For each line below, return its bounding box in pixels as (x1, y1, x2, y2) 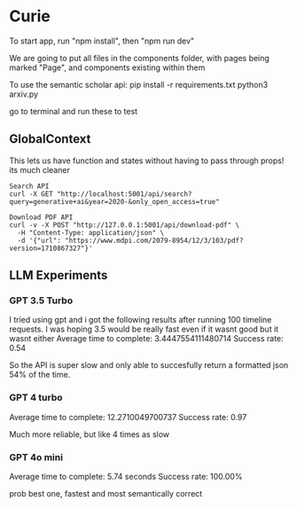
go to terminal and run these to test (9, 106, 138, 116)
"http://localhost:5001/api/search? (56, 189, 192, 199)
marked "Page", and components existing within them (9, 62, 206, 73)
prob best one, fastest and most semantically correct (9, 488, 203, 499)
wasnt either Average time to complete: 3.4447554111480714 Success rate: (9, 333, 284, 344)
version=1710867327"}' (9, 244, 93, 253)
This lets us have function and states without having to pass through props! (9, 155, 285, 166)
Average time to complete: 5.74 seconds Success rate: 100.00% (9, 472, 243, 482)
